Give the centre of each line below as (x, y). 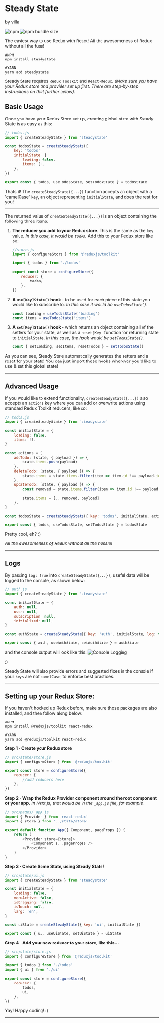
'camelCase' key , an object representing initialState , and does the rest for (81, 197)
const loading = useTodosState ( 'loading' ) (56, 313)
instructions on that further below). (40, 91)
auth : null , (26, 607)
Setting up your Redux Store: (50, 696)
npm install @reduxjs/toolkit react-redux (49, 726)
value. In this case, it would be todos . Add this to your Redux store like (82, 236)
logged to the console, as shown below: (45, 581)
